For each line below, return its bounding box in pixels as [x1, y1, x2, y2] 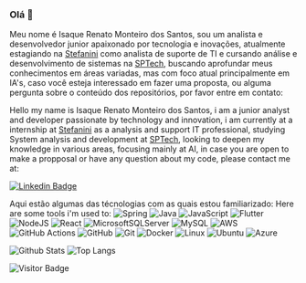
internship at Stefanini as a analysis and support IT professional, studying [9, 124, 286, 135]
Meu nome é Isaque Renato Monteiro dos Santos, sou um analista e [9, 29, 263, 40]
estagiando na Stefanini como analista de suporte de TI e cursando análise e [9, 48, 298, 59]
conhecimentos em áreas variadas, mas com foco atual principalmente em [9, 68, 290, 79]
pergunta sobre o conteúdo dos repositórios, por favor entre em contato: [9, 87, 283, 99]
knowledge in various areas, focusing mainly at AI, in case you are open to [9, 143, 290, 154]
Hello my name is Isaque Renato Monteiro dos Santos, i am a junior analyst [9, 105, 290, 116]
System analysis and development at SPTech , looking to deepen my [9, 134, 265, 145]
